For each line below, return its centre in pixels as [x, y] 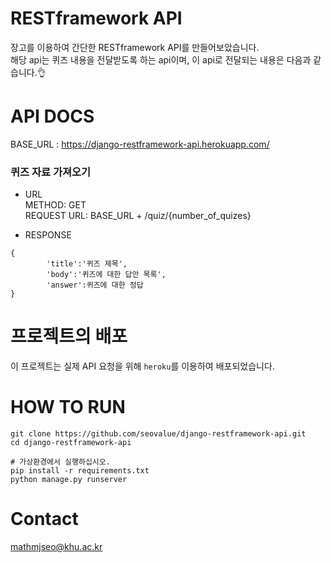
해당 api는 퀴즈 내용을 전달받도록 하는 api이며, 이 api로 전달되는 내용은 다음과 [161, 59]
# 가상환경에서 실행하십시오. [60, 462]
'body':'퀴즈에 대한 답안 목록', [106, 275]
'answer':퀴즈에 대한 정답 [95, 285]
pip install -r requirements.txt [80, 471]
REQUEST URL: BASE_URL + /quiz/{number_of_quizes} [138, 216]
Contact [44, 519]
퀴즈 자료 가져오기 [51, 172]
